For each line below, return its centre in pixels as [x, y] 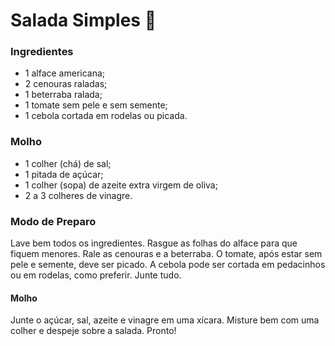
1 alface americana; [65, 73]
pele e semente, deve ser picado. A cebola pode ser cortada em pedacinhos [168, 265]
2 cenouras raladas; [66, 84]
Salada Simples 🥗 [83, 20]
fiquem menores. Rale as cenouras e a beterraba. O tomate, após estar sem [166, 254]
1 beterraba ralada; [63, 95]
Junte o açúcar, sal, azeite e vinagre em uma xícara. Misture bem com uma [165, 320]
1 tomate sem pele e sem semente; [96, 105]
